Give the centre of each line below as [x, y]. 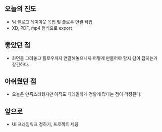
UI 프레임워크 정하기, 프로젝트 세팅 [45, 124]
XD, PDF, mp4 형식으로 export [42, 28]
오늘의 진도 [21, 9]
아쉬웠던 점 [21, 82]
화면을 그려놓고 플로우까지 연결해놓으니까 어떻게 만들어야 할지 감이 [76, 58]
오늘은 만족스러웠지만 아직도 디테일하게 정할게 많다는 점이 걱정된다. [77, 94]
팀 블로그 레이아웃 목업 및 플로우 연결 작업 [52, 22]
